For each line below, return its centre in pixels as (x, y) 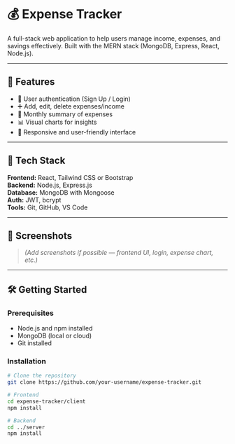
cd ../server (26, 427)
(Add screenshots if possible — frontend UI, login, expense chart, (119, 253)
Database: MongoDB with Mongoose (61, 192)
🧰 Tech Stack (36, 161)
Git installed (35, 343)
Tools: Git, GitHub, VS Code (48, 207)
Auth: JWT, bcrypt (34, 200)
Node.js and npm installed (55, 328)
